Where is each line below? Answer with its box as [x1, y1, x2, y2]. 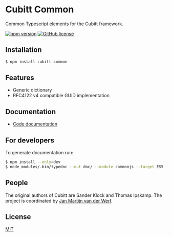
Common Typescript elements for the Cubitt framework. [5, 21, 124, 27]
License [5, 212, 31, 222]
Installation [5, 45, 42, 54]
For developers [5, 136, 55, 144]
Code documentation [12, 121, 58, 127]
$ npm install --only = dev [5, 159, 60, 165]
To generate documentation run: [5, 150, 74, 156]
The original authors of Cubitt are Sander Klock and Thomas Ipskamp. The [5, 192, 162, 198]
